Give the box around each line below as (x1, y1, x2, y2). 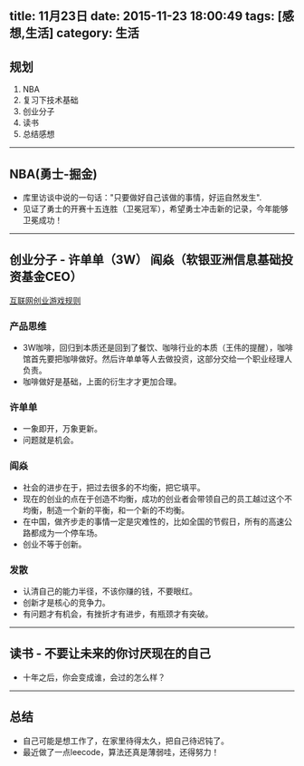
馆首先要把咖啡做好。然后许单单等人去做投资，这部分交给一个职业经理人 (22, 354, 292, 364)
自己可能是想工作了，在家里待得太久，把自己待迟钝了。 (22, 735, 229, 746)
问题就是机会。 (22, 434, 79, 446)
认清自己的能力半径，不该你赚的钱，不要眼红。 (22, 586, 197, 596)
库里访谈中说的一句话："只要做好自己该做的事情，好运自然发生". (22, 192, 262, 203)
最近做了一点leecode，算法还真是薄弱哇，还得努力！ (22, 746, 220, 757)
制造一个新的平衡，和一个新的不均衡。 (46, 504, 190, 515)
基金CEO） (21, 269, 83, 285)
